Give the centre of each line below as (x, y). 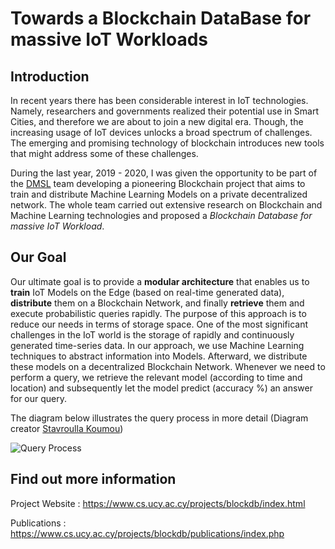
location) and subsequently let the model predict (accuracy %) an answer (161, 388)
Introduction (50, 76)
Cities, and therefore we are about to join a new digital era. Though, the (157, 121)
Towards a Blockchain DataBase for (161, 18)
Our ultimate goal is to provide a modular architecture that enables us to (160, 281)
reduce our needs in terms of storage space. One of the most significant (159, 324)
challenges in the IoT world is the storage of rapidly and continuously (152, 334)
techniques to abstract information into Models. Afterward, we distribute (159, 356)
